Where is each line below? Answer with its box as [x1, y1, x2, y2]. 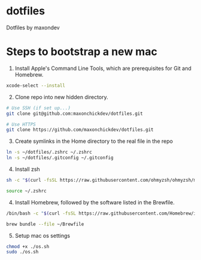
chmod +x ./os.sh [6, 243, 50, 249]
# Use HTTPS [6, 121, 36, 127]
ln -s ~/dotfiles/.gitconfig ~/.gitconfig [6, 155, 114, 161]
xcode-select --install [6, 82, 66, 88]
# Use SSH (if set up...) [6, 105, 71, 111]
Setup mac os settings [14, 232, 71, 239]
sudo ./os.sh [6, 249, 39, 255]
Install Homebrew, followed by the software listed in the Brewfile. [14, 198, 175, 206]
